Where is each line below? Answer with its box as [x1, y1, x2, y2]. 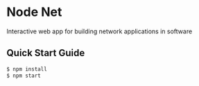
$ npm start [6, 72, 41, 79]
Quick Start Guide [6, 47, 85, 59]
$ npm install [6, 65, 48, 73]
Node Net [6, 4, 62, 20]
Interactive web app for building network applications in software [6, 27, 193, 35]
